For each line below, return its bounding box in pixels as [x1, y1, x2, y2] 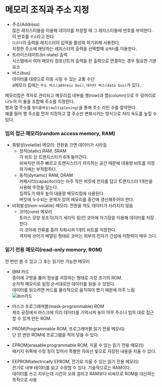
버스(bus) [12, 70, 31, 76]
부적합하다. [36, 166, 57, 172]
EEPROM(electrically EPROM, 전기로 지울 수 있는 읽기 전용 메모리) [12, 358, 139, 364]
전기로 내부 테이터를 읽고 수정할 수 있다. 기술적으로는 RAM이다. [12, 365, 132, 370]
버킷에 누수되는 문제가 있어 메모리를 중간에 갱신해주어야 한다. [19, 197, 134, 202]
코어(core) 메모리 [19, 209, 52, 215]
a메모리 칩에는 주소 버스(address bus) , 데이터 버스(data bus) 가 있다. [12, 82, 141, 88]
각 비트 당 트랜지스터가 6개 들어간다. [19, 154, 88, 160]
